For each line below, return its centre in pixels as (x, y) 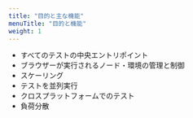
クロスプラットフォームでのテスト (77, 96)
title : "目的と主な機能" (46, 16)
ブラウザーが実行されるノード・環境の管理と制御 (102, 65)
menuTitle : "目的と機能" (48, 24)
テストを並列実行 (49, 85)
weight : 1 (25, 31)
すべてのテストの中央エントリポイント (84, 55)
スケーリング (42, 76)
